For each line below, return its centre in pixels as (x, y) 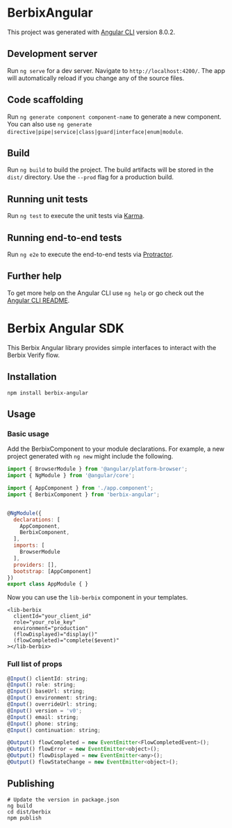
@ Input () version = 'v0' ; (44, 711)
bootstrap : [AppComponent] (52, 571)
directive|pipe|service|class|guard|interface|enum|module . (95, 131)
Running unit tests (48, 199)
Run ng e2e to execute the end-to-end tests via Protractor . (90, 254)
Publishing (31, 784)
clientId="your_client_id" (52, 616)
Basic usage (28, 433)
